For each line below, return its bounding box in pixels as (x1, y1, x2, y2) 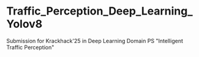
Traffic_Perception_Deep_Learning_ (6, 4, 193, 18)
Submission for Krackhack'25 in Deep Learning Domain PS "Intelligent (6, 37, 184, 44)
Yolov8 (6, 17, 43, 31)
